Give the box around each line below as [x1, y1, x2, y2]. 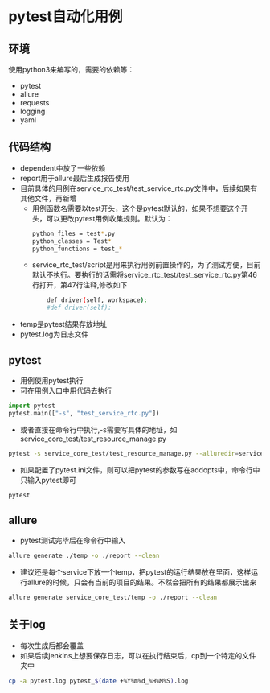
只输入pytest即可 [19, 475, 76, 485]
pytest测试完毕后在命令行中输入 [19, 536, 126, 546]
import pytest [8, 402, 56, 410]
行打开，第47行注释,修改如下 [31, 280, 128, 290]
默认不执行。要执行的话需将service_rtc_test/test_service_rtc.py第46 [31, 270, 257, 280]
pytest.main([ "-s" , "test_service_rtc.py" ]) [8, 409, 160, 417]
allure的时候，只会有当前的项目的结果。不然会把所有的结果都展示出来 [27, 577, 257, 588]
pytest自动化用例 [8, 7, 123, 26]
